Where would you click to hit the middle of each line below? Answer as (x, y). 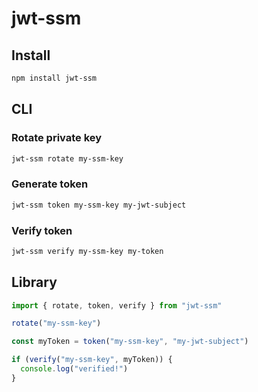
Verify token (42, 230)
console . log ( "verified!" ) (74, 369)
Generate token (50, 184)
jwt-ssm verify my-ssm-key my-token (87, 251)
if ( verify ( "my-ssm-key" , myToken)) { (92, 360)
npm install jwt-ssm (54, 78)
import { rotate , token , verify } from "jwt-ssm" (117, 305)
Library (34, 282)
